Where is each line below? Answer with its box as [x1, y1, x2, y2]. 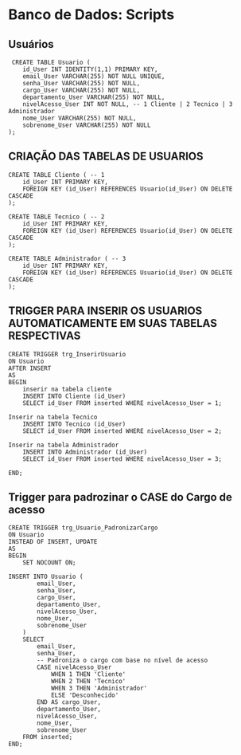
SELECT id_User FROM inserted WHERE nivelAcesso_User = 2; [22, 427, 223, 435]
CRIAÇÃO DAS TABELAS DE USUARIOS [8, 150, 204, 163]
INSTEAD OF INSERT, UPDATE [8, 538, 98, 546]
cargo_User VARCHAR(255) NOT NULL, [22, 86, 141, 94]
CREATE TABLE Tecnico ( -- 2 [8, 213, 105, 221]
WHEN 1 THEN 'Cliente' [50, 670, 126, 678]
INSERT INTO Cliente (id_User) [22, 392, 126, 400]
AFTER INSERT [8, 364, 52, 372]
